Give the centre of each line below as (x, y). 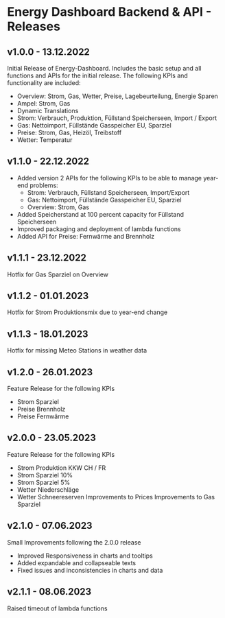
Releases (34, 26)
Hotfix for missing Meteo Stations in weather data (77, 350)
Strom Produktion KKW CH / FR (61, 468)
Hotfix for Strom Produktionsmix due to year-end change (87, 312)
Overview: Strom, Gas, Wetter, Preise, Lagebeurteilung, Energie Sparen (117, 96)
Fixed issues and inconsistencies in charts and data (90, 570)
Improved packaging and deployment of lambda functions (99, 229)
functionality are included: (44, 83)
